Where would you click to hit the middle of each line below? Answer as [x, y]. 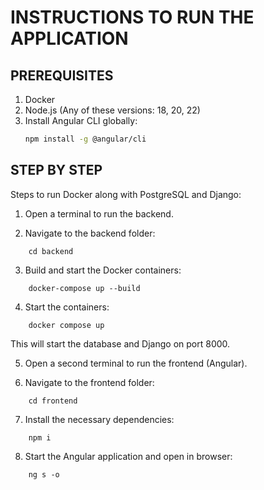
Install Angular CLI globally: [81, 120]
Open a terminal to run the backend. [99, 213]
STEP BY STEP [56, 170]
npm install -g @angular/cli [85, 139]
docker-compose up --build [84, 288]
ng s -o [44, 474]
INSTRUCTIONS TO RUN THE [132, 17]
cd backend [51, 251]
